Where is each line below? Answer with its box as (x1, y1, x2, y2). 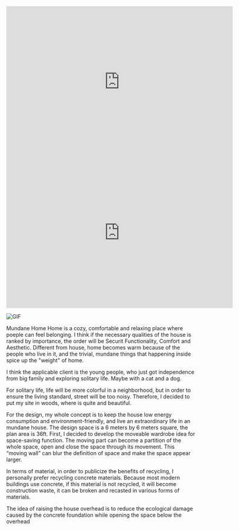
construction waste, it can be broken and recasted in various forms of (6, 487, 180, 494)
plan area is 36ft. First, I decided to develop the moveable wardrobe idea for (6, 430, 196, 437)
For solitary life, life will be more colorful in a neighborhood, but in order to (6, 386, 191, 394)
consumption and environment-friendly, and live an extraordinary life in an (6, 418, 191, 424)
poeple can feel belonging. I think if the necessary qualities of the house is (6, 331, 191, 338)
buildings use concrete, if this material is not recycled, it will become (6, 481, 177, 488)
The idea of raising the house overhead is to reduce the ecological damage (6, 505, 193, 512)
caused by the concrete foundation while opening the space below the (6, 511, 182, 519)
